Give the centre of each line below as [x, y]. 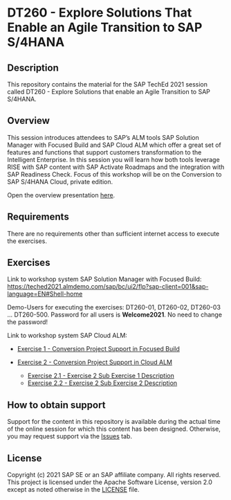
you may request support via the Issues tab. [70, 436]
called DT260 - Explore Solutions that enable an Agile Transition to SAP [109, 92]
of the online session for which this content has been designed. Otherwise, [114, 429]
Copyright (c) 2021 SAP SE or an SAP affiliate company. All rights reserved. [114, 475]
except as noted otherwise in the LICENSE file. [73, 490]
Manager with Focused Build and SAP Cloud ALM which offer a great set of [114, 145]
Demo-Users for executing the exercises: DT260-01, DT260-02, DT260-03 [114, 307]
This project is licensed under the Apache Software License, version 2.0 [110, 482]
